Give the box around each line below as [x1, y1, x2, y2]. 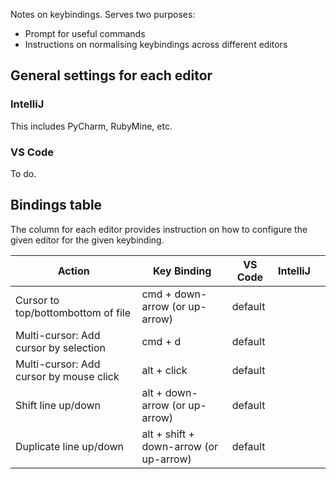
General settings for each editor [10, 67, 213, 84]
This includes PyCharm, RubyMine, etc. [10, 120, 173, 132]
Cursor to [15, 293, 60, 307]
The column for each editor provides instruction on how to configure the [10, 223, 308, 235]
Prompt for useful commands [24, 28, 146, 39]
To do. [10, 167, 37, 179]
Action [57, 264, 90, 278]
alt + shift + [141, 427, 195, 441]
